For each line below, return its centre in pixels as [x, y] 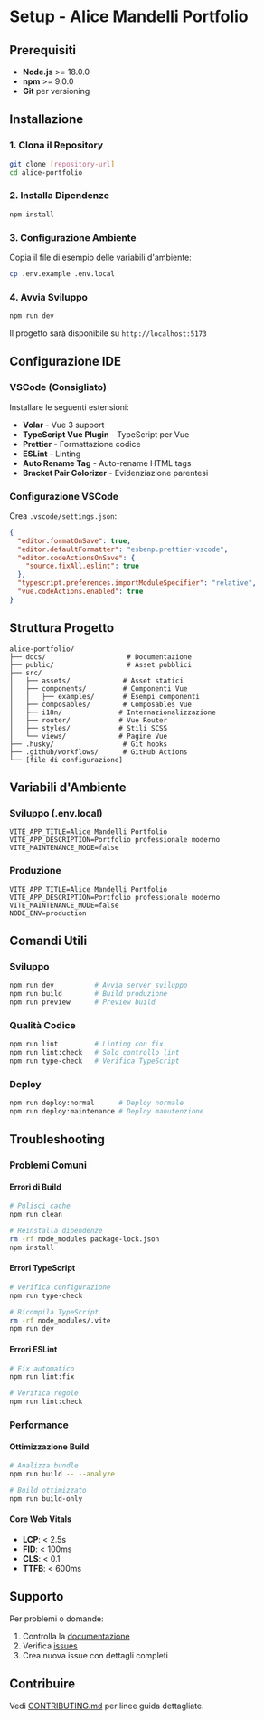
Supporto [37, 1596]
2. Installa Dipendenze [60, 196]
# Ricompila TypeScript [54, 1312]
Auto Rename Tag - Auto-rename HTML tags [107, 463]
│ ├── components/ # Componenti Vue [99, 688]
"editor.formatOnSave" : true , [74, 540]
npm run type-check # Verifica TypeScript [94, 1061]
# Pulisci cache [40, 1206]
